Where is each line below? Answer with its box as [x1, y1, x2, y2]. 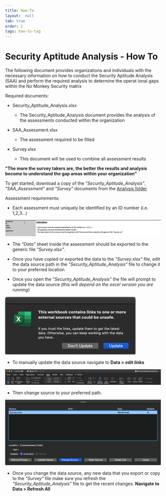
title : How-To [5, 8, 35, 13]
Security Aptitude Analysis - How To [5, 51, 158, 62]
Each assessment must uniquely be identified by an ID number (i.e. [12, 205, 149, 211]
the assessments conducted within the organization [19, 117, 125, 124]
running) [12, 286, 30, 292]
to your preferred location [12, 266, 65, 273]
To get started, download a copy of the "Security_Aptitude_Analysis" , [5, 180, 146, 186]
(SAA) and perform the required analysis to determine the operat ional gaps [5, 78, 159, 84]
